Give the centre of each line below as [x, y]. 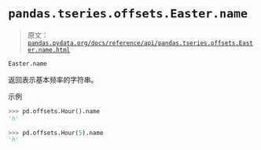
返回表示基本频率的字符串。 [53, 79]
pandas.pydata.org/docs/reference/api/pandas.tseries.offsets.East [140, 43]
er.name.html [49, 49]
